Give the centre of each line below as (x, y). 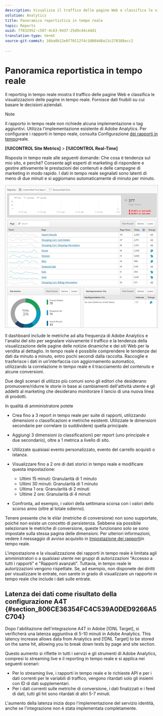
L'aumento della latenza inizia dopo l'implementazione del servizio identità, (80, 703)
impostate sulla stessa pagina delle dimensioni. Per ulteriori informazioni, (78, 533)
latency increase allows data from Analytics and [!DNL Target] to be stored (80, 639)
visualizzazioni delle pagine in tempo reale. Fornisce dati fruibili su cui (75, 99)
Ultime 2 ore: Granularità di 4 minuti (55, 494)
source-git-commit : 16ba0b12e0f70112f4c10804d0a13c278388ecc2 (69, 41)
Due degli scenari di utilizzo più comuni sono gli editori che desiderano (76, 381)
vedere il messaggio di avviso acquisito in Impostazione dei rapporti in (75, 539)
